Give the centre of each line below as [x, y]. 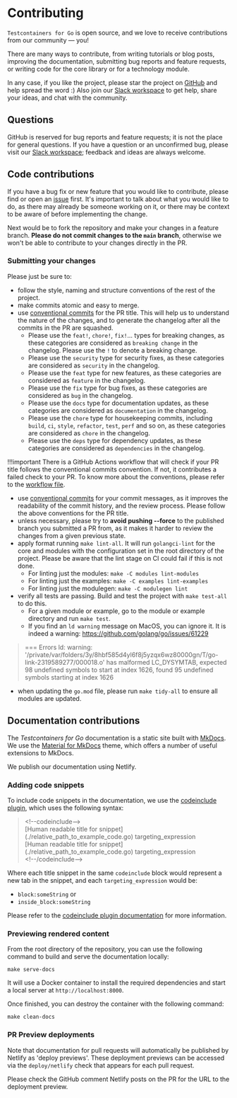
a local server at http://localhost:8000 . [66, 990]
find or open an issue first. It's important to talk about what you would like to [118, 199]
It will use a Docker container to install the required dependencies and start [116, 983]
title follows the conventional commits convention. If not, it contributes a [112, 469]
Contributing [45, 13]
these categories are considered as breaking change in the [113, 343]
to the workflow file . [36, 484]
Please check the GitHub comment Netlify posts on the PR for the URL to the [119, 1079]
